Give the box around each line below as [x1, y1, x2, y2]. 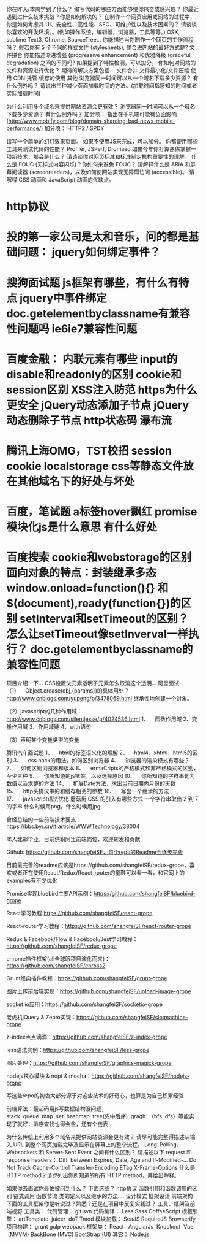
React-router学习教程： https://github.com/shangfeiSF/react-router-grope [6, 923, 191, 930]
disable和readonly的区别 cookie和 [6, 367, 182, 382]
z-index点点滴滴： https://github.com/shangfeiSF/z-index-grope [6, 1033, 167, 1041]
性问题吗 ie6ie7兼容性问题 [6, 321, 138, 336]
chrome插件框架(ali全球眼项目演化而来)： [6, 955, 110, 962]
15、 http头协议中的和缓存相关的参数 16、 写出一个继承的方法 [6, 788, 169, 795]
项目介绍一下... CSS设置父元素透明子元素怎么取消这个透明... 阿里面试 [6, 680, 180, 687]
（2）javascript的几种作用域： [6, 708, 83, 715]
